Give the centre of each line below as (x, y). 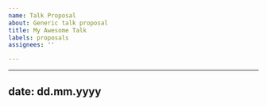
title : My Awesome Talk (48, 30)
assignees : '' (32, 45)
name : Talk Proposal (43, 15)
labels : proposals (39, 38)
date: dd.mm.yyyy (55, 91)
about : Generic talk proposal (58, 23)
